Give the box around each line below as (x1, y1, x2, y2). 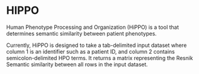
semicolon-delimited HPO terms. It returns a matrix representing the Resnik (6, 54, 193, 61)
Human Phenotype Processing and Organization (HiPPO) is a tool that (6, 23, 179, 31)
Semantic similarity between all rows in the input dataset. (6, 61, 148, 68)
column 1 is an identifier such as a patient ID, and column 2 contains (6, 48, 175, 55)
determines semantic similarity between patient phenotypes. (6, 29, 157, 37)
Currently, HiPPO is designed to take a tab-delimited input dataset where (6, 42, 187, 49)
